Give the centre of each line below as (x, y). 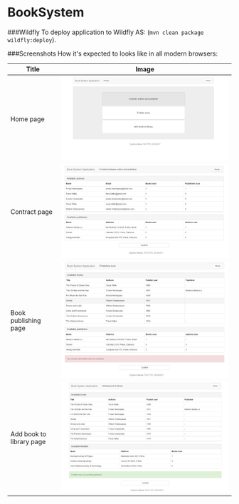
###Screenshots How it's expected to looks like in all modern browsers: (113, 53)
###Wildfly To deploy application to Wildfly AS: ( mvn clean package (106, 32)
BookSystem (46, 12)
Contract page (32, 212)
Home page (27, 119)
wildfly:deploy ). (32, 39)
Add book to (28, 434)
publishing (26, 320)
